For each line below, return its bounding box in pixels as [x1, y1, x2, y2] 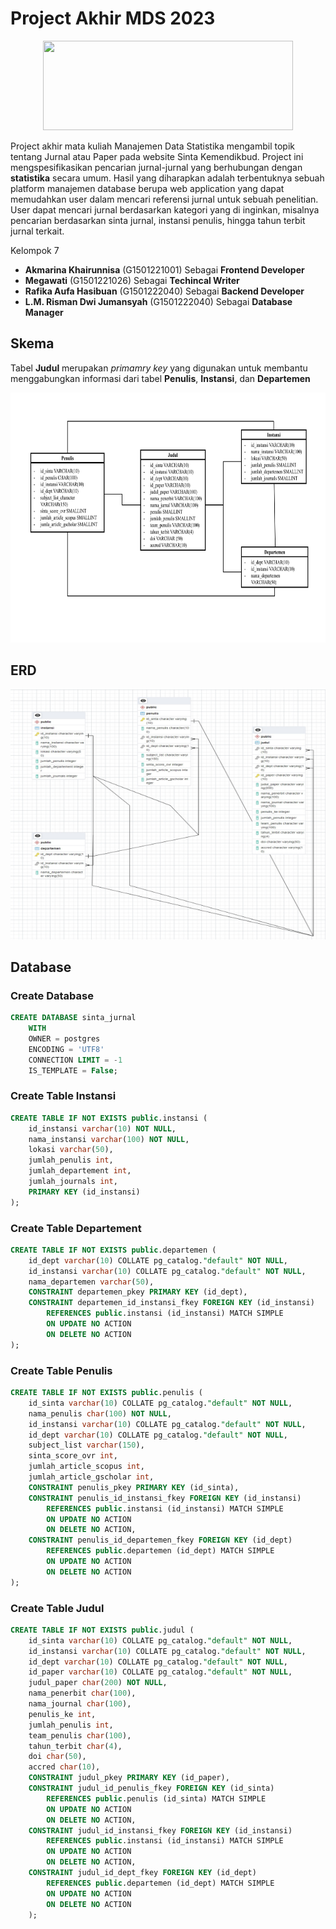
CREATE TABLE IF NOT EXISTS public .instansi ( [10, 1113, 208, 1123]
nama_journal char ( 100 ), [28, 1699, 132, 1709]
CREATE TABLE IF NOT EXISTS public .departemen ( [10, 1245, 217, 1255]
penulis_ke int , [28, 1709, 97, 1719]
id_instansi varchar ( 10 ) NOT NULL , [28, 1123, 177, 1134]
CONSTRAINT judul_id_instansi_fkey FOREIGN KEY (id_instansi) [28, 1825, 293, 1836]
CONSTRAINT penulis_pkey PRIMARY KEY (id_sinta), [28, 1482, 240, 1492]
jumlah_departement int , [28, 1166, 132, 1176]
